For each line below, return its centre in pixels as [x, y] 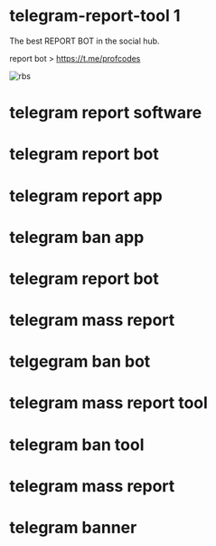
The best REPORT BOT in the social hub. [85, 41]
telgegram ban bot [80, 361]
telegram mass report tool [108, 403]
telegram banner [73, 528]
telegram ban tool [77, 444]
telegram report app [86, 195]
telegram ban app [77, 237]
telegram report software [106, 113]
